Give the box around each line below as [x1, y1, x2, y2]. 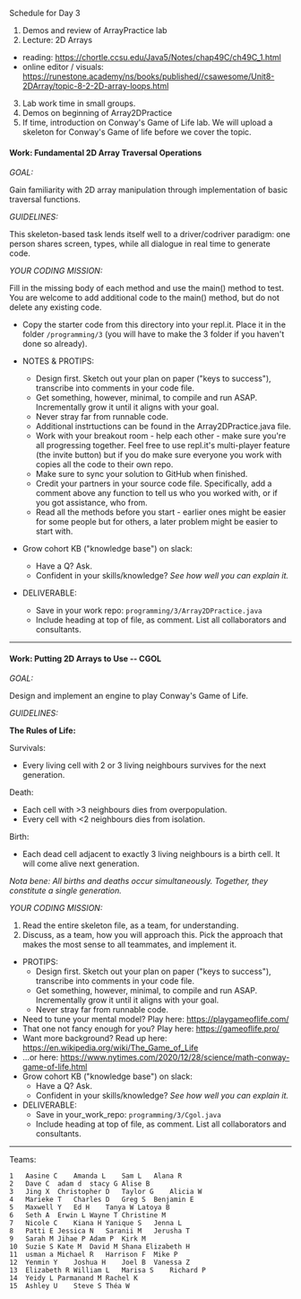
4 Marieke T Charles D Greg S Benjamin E [9, 1195, 194, 1205]
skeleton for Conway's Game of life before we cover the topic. [21, 127, 253, 137]
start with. [35, 526, 73, 537]
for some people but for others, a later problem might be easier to [35, 517, 279, 527]
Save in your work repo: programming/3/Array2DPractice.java [35, 605, 262, 616]
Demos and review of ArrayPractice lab [21, 25, 168, 35]
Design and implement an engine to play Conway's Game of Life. [9, 691, 249, 702]
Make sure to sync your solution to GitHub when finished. [35, 469, 248, 480]
